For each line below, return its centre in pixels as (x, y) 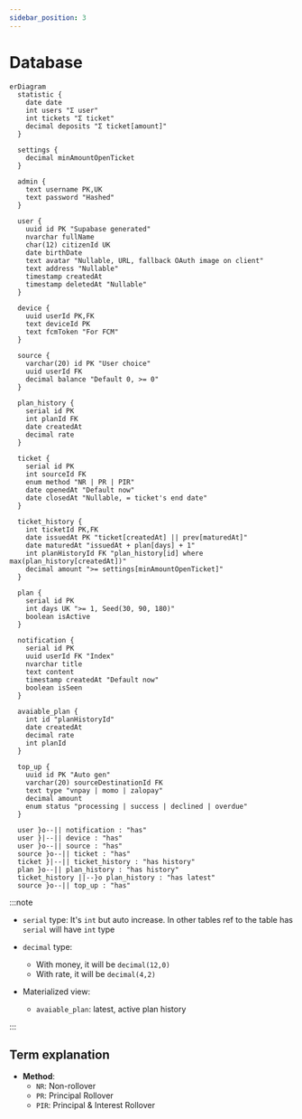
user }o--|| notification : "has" (82, 830)
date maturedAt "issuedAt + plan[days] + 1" (110, 545)
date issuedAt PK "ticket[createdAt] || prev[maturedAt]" (137, 537)
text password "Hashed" (70, 197)
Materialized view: (56, 992)
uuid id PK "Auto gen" (68, 775)
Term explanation (59, 1054)
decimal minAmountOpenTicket (80, 158)
